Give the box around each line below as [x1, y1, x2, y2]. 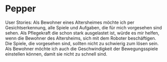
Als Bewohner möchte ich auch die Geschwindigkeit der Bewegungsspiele [5, 46, 158, 52]
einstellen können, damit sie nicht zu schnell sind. [5, 51, 107, 57]
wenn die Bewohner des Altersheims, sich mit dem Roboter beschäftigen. [5, 35, 156, 41]
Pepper [5, 3, 36, 14]
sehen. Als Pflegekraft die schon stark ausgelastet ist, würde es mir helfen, [5, 30, 159, 36]
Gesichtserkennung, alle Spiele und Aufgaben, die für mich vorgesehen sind [5, 24, 162, 30]
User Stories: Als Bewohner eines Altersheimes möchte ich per [5, 19, 134, 25]
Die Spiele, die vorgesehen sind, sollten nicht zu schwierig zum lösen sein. [5, 40, 159, 46]
